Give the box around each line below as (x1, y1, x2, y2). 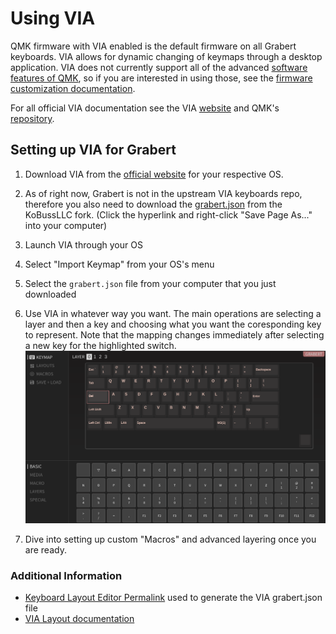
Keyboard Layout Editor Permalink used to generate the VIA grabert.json (24, 592, 323, 604)
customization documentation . (10, 82, 136, 94)
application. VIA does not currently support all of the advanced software (10, 61, 308, 73)
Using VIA (10, 7, 96, 30)
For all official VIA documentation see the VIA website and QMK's (10, 102, 280, 114)
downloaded (24, 288, 77, 300)
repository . (10, 112, 55, 124)
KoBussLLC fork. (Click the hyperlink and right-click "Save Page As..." (24, 208, 313, 221)
